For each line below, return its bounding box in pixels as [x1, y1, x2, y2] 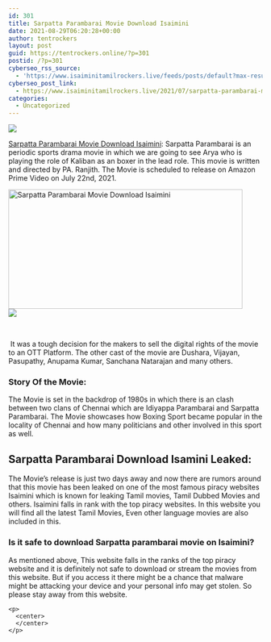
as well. [8, 429, 34, 439]
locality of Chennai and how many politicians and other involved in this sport [8, 420, 262, 430]
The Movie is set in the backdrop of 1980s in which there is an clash [8, 394, 234, 404]
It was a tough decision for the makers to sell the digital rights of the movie [10, 340, 259, 349]
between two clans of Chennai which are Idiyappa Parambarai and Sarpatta [8, 403, 260, 413]
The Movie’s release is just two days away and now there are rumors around [8, 473, 262, 484]
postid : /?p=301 [8, 57, 63, 65]
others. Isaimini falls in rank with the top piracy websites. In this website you [8, 499, 261, 509]
